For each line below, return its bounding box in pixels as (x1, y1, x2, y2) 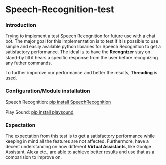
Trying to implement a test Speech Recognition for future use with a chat (5, 33, 156, 39)
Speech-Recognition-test (5, 4, 114, 15)
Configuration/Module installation (5, 87, 91, 94)
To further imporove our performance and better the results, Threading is (5, 70, 158, 76)
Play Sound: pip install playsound (5, 108, 74, 115)
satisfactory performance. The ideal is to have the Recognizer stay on (5, 49, 151, 55)
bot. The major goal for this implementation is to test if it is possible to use (5, 38, 158, 44)
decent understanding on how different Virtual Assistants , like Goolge (5, 144, 152, 150)
